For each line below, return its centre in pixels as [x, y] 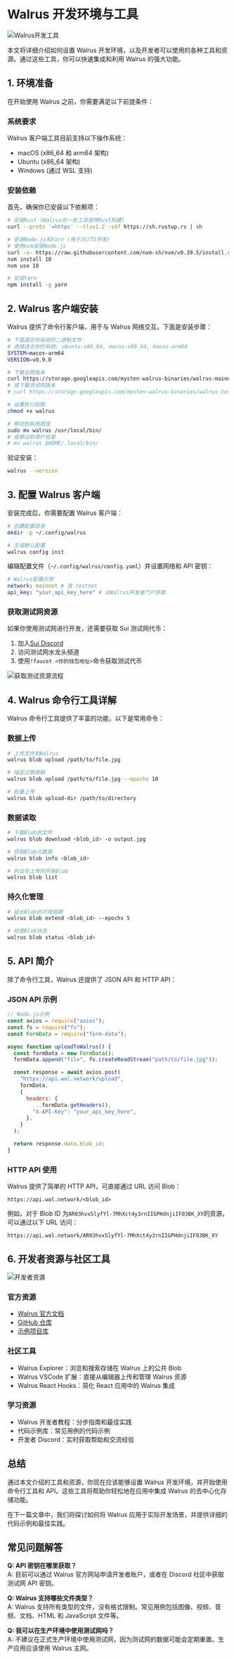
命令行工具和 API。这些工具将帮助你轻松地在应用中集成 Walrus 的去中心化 [114, 1490]
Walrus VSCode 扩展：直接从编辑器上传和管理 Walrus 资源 [102, 1377]
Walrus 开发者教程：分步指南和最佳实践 [74, 1422]
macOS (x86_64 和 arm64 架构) [63, 153]
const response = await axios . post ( [67, 1073]
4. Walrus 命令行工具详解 [62, 700]
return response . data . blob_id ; [59, 1144]
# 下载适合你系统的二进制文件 [45, 340]
